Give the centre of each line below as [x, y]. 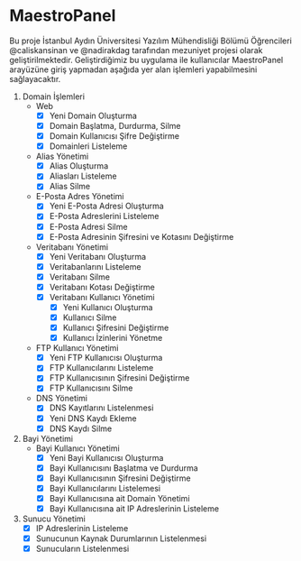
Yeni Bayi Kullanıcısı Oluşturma [106, 457]
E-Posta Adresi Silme [88, 226]
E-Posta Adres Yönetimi [80, 197]
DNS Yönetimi [62, 399]
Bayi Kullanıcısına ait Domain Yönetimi [120, 498]
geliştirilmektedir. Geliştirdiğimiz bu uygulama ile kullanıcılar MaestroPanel [146, 60]
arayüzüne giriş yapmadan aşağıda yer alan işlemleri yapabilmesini [133, 69]
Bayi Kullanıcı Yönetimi [78, 448]
